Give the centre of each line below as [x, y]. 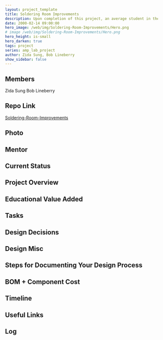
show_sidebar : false [26, 59]
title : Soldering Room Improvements [42, 14]
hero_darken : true [24, 41]
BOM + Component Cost [42, 282]
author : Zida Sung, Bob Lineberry [40, 55]
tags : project [19, 46]
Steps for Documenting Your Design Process [74, 265]
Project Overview [32, 183]
